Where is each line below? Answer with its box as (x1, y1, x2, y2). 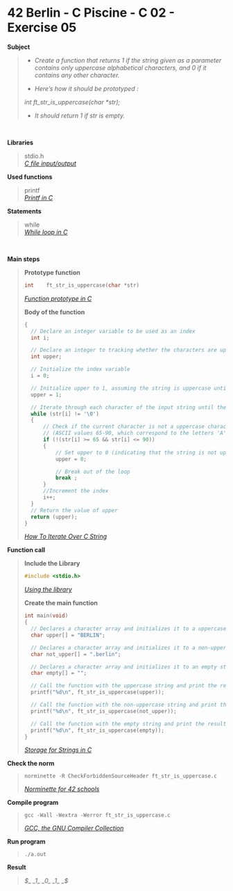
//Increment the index (42, 488, 109, 495)
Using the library (24, 586, 73, 594)
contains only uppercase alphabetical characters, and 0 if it (34, 63, 207, 72)
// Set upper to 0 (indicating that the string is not (55, 449, 217, 456)
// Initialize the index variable (31, 366, 130, 373)
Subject (7, 42, 31, 51)
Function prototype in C (24, 294, 92, 303)
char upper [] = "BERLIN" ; (31, 632, 106, 639)
